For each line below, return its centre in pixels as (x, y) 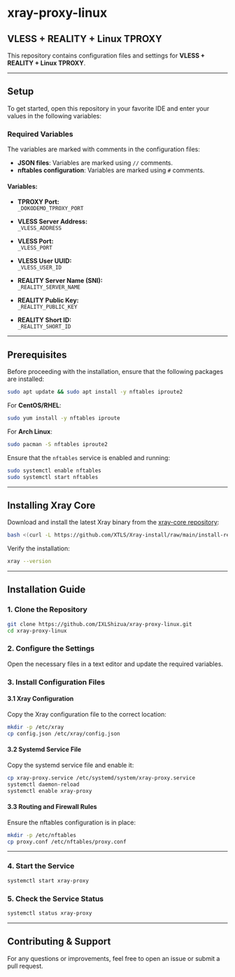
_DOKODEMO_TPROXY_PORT (50, 209)
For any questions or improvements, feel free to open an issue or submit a (114, 958)
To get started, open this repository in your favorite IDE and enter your (108, 108)
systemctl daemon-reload (43, 784)
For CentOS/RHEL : (34, 405)
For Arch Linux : (30, 431)
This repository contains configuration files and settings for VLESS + (106, 55)
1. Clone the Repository (47, 609)
